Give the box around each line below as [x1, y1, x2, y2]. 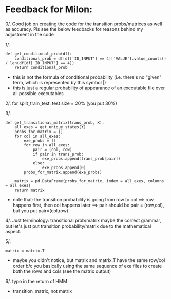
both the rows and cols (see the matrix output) [12, 268, 111, 274]
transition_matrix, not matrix [12, 288, 72, 294]
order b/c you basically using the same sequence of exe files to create [12, 263, 162, 269]
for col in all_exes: [14, 134, 61, 139]
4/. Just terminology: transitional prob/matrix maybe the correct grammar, [5, 217, 162, 223]
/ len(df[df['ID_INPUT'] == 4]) [5, 60, 74, 65]
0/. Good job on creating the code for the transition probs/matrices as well [5, 21, 162, 27]
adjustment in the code [5, 31, 54, 38]
